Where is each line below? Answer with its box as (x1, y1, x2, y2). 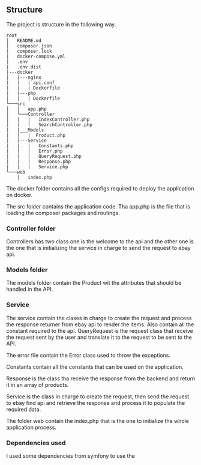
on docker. (6, 191, 33, 198)
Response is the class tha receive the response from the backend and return (6, 375, 196, 382)
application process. (6, 424, 57, 431)
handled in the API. (6, 285, 53, 293)
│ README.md (6, 37, 42, 44)
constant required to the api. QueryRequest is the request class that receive (6, 327, 193, 334)
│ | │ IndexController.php (6, 117, 90, 123)
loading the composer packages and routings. (6, 209, 120, 216)
